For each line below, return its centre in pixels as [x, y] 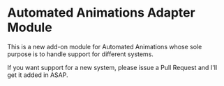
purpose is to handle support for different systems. [80, 54]
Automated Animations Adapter [101, 13]
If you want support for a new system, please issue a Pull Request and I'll [112, 67]
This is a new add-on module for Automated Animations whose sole [105, 46]
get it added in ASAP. [38, 75]
